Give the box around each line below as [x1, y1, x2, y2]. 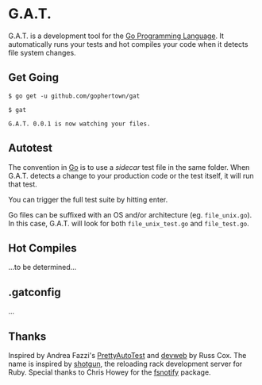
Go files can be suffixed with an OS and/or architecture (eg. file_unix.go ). [8, 210, 252, 219]
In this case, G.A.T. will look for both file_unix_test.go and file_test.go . [8, 218, 250, 228]
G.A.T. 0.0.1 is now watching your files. [8, 120, 151, 128]
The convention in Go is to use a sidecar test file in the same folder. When [8, 162, 250, 171]
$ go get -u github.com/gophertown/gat [8, 92, 141, 100]
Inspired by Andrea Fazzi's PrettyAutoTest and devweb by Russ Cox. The [8, 351, 247, 360]
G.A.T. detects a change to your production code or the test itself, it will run [8, 171, 254, 180]
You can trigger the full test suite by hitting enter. [8, 194, 168, 204]
